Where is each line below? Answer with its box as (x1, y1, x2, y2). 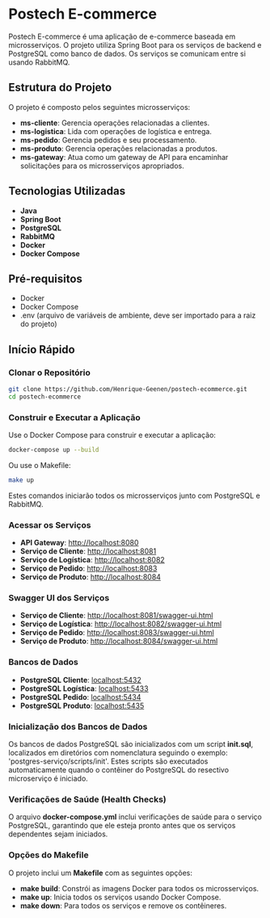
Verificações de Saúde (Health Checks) (8, 794, 167, 805)
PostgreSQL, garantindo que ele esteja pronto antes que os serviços (8, 821, 236, 831)
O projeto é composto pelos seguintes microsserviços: (8, 102, 191, 112)
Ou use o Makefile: (8, 460, 71, 470)
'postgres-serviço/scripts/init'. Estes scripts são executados (8, 756, 209, 766)
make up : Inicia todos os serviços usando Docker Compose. (19, 892, 221, 902)
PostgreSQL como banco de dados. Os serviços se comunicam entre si (8, 48, 247, 58)
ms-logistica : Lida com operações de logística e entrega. (19, 126, 213, 136)
